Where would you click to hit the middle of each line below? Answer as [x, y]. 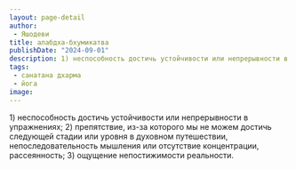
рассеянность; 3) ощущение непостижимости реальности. [121, 155]
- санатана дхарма [47, 76]
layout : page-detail [48, 17]
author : [24, 26]
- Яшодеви [31, 34]
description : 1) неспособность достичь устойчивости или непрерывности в [149, 59]
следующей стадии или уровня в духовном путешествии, [119, 136]
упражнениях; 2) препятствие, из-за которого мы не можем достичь [141, 126]
